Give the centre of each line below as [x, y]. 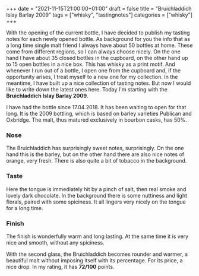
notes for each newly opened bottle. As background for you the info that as [98, 39]
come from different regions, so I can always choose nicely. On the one [94, 52]
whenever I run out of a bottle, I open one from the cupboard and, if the [94, 70]
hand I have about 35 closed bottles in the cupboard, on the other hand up [97, 58]
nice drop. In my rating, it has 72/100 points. [60, 267]
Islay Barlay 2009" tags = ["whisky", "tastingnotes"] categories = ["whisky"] [99, 15]
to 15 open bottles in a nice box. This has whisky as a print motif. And [91, 64]
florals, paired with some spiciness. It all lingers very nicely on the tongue [96, 202]
